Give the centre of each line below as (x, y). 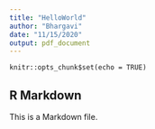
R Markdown (46, 95)
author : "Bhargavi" (46, 26)
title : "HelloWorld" (48, 18)
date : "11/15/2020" (46, 34)
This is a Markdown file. (54, 117)
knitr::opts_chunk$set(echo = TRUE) (78, 68)
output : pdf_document (50, 43)
